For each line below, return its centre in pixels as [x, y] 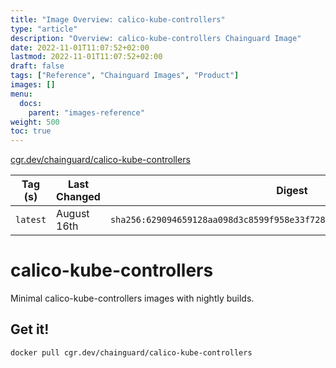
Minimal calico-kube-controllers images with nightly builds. [132, 298]
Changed [78, 197]
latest [31, 220]
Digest [292, 191]
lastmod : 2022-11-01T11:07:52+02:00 [86, 57]
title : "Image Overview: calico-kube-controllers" [118, 19]
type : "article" [44, 29]
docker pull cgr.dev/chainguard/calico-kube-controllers [131, 352]
